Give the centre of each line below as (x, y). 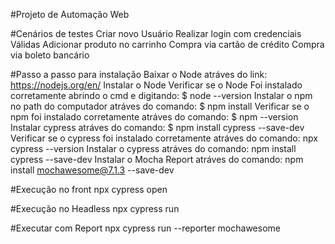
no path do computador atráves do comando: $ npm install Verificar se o (160, 106)
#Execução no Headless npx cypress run (95, 208)
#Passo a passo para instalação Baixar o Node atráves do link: (139, 74)
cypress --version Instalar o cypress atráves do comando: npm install (153, 148)
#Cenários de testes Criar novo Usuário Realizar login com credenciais (156, 33)
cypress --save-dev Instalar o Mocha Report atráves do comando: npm (157, 159)
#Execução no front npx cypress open (89, 189)
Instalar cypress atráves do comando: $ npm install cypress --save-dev (157, 127)
